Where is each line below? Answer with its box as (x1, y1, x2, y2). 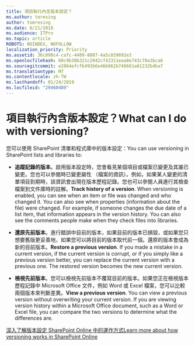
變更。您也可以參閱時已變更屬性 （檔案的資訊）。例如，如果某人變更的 (14, 170, 183, 177)
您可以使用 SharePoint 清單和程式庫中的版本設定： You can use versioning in (6, 145, 190, 152)
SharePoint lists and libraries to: (6, 151, 82, 158)
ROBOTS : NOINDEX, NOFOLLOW (6, 42, 72, 47)
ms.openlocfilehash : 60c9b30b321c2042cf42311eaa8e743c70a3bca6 (6, 57, 163, 63)
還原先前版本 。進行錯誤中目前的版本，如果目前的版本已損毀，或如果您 (14, 229, 184, 236)
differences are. (14, 314, 53, 321)
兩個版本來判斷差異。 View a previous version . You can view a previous (14, 289, 187, 296)
